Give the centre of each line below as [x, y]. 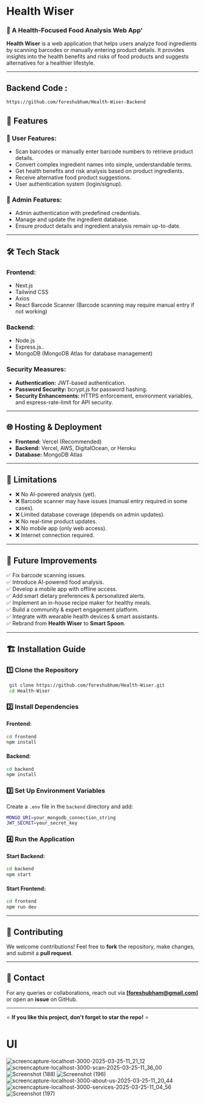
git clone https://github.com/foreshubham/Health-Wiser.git [87, 685]
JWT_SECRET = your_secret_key [42, 823]
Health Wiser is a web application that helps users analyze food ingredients [102, 43]
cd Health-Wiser [30, 691]
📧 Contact [26, 978]
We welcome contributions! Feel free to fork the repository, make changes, [101, 946]
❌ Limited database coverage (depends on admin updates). [90, 515]
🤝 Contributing [35, 932]
